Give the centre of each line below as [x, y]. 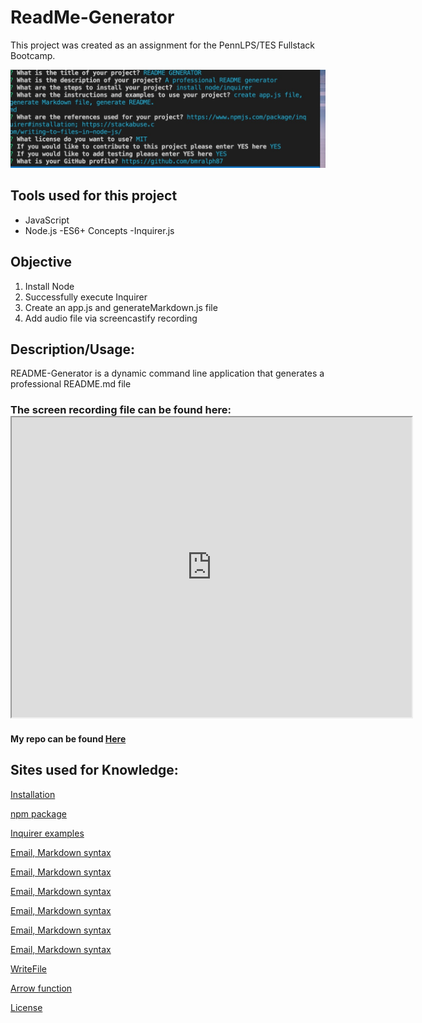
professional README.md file [71, 384]
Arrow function [41, 988]
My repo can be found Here [68, 738]
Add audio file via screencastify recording [111, 318]
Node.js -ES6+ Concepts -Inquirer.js [99, 230]
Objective [41, 262]
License [26, 1007]
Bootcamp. [33, 55]
